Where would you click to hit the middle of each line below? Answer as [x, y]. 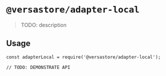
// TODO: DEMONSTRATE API [38, 67]
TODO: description [44, 25]
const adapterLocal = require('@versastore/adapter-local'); [84, 57]
